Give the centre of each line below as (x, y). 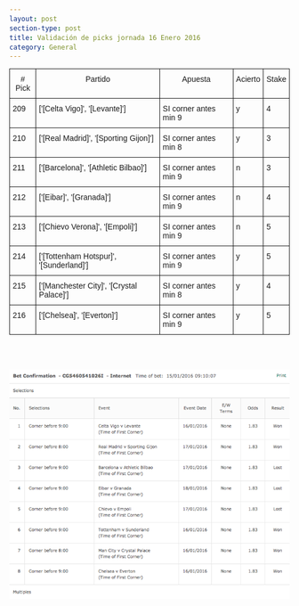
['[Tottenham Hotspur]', (78, 257)
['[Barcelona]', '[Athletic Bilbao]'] (93, 168)
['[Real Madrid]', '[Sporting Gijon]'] (96, 139)
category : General (43, 47)
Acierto (248, 79)
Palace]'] (54, 295)
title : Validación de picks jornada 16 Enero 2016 (105, 37)
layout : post (33, 19)
